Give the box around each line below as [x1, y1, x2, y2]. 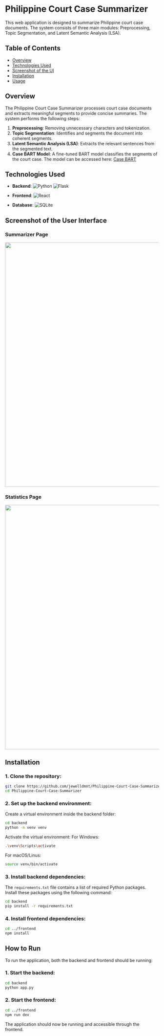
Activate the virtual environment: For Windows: [5, 834, 100, 839]
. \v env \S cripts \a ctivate [5, 843, 56, 848]
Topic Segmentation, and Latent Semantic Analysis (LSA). [5, 30, 121, 36]
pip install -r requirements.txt [5, 904, 73, 908]
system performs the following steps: [5, 115, 80, 121]
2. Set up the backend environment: [5, 800, 92, 807]
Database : [12, 202, 34, 208]
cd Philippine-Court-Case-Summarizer [5, 788, 82, 793]
